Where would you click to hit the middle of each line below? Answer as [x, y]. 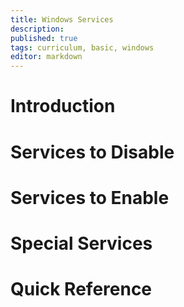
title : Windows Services [62, 19]
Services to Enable [90, 197]
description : [37, 29]
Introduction [63, 106]
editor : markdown [46, 57]
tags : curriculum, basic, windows [82, 47]
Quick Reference [81, 289]
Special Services [81, 243]
